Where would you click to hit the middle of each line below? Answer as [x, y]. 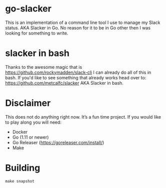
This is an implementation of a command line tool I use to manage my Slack [83, 22]
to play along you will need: [33, 122]
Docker [20, 132]
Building [23, 168]
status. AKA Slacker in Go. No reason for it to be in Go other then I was [78, 27]
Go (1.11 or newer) [30, 137]
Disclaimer [28, 103]
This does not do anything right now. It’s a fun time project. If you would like [83, 117]
